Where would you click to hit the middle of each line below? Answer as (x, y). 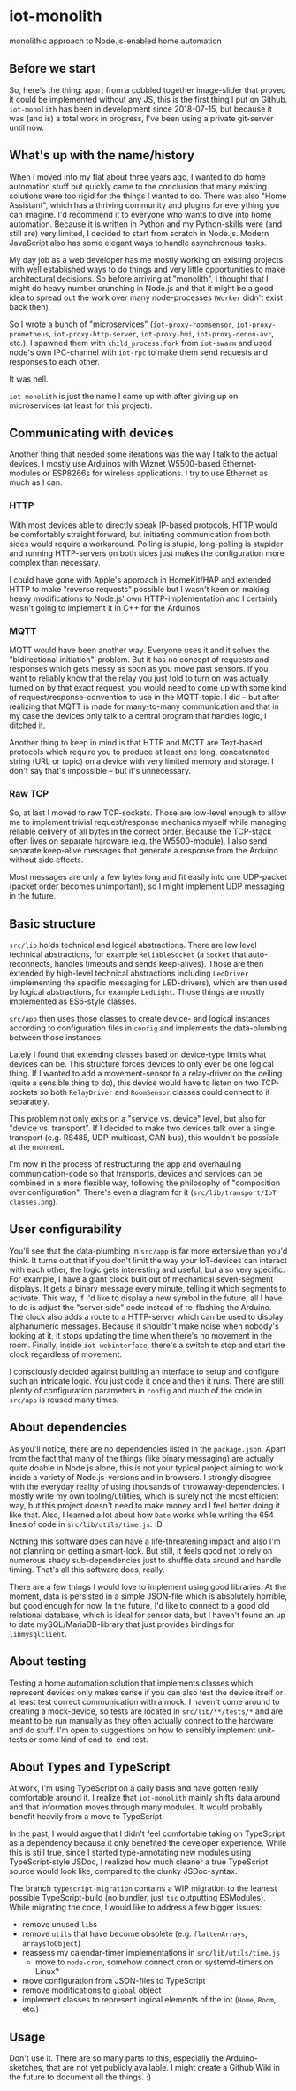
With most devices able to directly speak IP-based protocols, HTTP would (144, 525)
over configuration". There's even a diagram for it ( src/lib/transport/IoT (143, 1192)
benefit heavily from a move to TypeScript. (87, 1817)
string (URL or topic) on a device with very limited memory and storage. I (141, 761)
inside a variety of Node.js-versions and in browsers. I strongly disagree (140, 1477)
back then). (30, 306)
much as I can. (36, 482)
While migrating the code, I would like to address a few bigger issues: (136, 1907)
